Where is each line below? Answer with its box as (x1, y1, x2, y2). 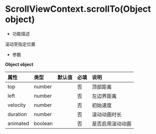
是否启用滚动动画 (92, 120, 132, 127)
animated (7, 120, 30, 127)
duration (7, 110, 27, 117)
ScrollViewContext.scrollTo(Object (5, 3, 151, 15)
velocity (7, 102, 26, 108)
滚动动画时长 (92, 111, 122, 118)
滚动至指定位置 (5, 41, 35, 47)
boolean (33, 120, 53, 127)
